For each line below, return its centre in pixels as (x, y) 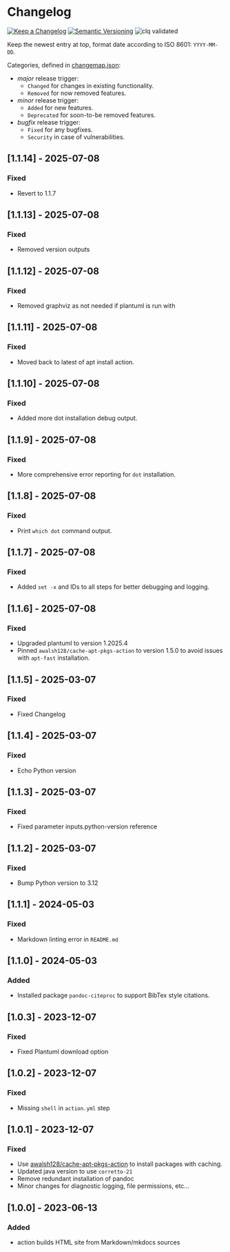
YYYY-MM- (206, 45)
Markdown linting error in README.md (67, 939)
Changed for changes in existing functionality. (91, 85)
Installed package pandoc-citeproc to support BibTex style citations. (113, 995)
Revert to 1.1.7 (36, 193)
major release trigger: (48, 78)
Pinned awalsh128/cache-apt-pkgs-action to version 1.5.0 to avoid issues (120, 651)
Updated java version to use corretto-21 (75, 1171)
